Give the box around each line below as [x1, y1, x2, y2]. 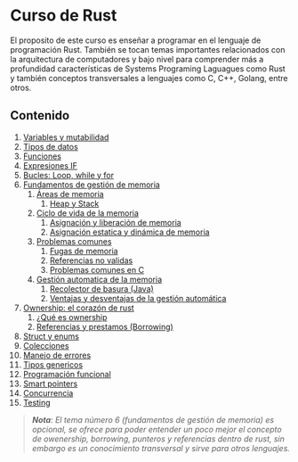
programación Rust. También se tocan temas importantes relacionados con [10, 44, 286, 54]
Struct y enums [22, 331, 79, 342]
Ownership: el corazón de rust [22, 302, 134, 313]
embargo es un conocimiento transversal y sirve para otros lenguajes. [31, 442, 290, 453]
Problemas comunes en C [49, 264, 145, 275]
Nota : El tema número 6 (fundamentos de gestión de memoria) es [31, 414, 275, 425]
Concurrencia [22, 387, 74, 398]
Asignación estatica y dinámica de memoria [49, 227, 210, 237]
